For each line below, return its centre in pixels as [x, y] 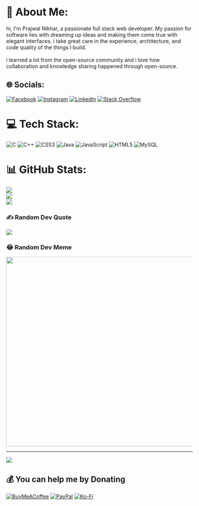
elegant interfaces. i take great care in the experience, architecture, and [94, 41]
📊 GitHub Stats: [46, 170]
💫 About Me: [37, 12]
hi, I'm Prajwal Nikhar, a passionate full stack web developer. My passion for [99, 28]
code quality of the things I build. [46, 47]
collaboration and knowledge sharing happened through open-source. [92, 66]
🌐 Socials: [25, 85]
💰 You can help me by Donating [66, 479]
